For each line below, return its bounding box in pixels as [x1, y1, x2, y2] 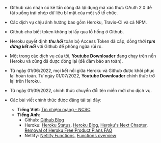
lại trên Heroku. [9, 78, 41, 84]
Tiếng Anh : [17, 112, 40, 118]
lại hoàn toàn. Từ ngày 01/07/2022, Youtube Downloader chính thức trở [9, 73, 155, 78]
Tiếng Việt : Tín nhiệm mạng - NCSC [17, 107, 91, 112]
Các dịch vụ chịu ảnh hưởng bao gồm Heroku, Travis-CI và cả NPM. [9, 20, 147, 25]
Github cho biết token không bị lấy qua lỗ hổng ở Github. [9, 29, 124, 34]
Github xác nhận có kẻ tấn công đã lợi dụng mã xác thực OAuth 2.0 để [9, 5, 152, 10]
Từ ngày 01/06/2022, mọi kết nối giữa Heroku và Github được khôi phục [9, 68, 155, 73]
